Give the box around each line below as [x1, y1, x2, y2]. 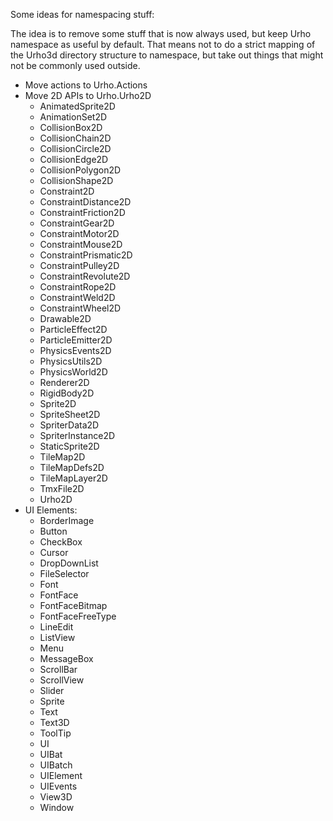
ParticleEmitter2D [39, 334, 113, 346]
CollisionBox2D [39, 122, 103, 133]
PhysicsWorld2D [39, 366, 108, 378]
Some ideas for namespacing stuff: [10, 9, 155, 20]
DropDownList [39, 557, 99, 569]
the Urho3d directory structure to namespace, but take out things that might [10, 49, 324, 61]
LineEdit [39, 621, 74, 633]
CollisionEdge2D [39, 154, 109, 165]
